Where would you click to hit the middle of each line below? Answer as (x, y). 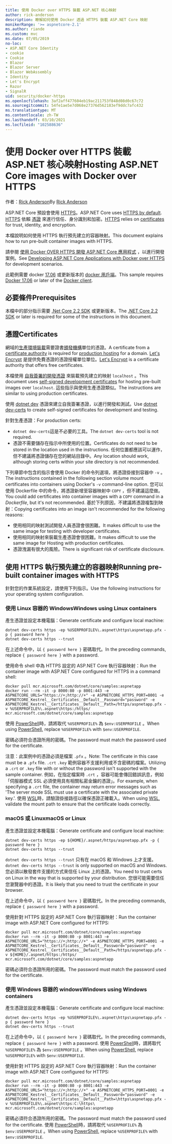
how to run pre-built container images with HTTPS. (59, 241)
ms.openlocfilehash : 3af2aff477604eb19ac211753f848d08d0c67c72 (74, 101)
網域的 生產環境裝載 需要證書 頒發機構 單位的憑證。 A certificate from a (78, 348)
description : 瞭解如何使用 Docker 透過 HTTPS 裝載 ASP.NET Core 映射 (77, 20)
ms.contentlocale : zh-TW (32, 115)
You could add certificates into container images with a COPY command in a (84, 497)
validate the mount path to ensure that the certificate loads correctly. (78, 804)
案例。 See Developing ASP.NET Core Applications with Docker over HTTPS (85, 258)
